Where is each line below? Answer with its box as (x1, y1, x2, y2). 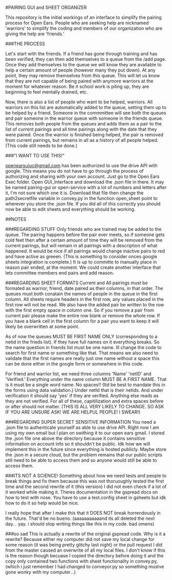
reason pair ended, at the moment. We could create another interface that (5, 264, 161, 270)
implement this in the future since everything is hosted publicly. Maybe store (5, 446, 167, 452)
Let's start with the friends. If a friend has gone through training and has (5, 51, 158, 57)
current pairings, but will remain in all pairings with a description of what (5, 243, 158, 248)
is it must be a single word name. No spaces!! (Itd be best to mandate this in (5, 382, 165, 388)
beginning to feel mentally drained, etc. (5, 89, 88, 95)
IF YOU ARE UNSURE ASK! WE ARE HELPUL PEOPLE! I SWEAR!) (5, 409, 141, 415)
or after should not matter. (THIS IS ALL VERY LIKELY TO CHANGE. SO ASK (5, 404, 164, 409)
